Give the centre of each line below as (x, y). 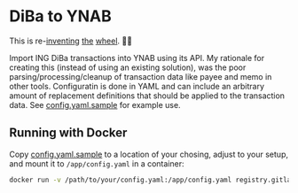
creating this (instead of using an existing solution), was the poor (128, 67)
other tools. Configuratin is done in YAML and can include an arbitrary (137, 86)
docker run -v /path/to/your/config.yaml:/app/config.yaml (121, 180)
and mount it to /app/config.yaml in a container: (97, 163)
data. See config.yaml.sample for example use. (95, 104)
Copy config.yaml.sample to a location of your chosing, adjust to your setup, (149, 154)
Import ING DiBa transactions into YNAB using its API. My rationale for (137, 58)
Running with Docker (68, 133)
